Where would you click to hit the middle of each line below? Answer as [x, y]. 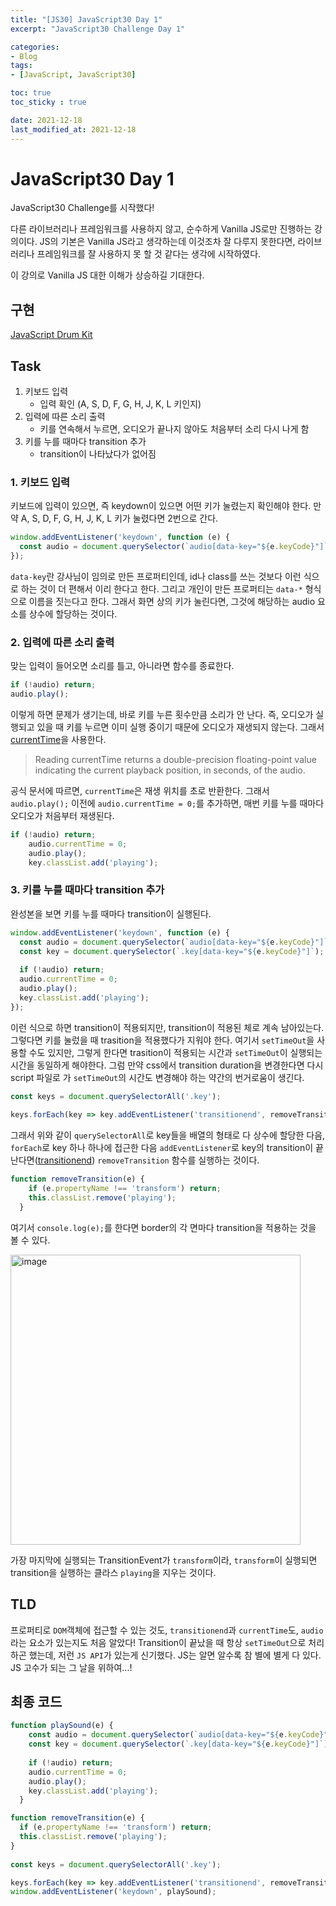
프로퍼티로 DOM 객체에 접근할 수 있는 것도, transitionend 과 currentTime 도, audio [167, 1630]
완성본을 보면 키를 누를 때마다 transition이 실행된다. [111, 913]
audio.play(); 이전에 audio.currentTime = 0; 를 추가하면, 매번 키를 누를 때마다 [167, 803]
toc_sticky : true [48, 102]
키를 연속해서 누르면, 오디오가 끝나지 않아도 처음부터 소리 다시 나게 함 [174, 429]
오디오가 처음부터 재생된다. [62, 816]
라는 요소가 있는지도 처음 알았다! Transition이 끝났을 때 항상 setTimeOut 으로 [158, 1642]
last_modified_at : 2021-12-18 [73, 129]
